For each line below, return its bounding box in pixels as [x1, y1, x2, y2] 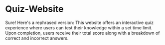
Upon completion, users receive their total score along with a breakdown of [5, 30, 161, 36]
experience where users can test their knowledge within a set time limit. [5, 24, 153, 30]
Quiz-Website [5, 3, 64, 15]
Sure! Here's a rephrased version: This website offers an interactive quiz [5, 20, 154, 25]
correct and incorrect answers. [5, 35, 69, 41]
